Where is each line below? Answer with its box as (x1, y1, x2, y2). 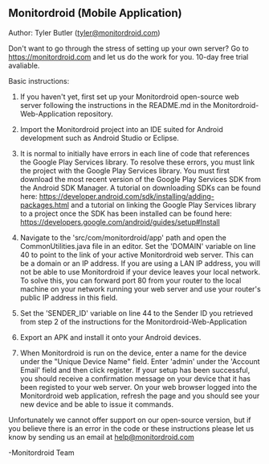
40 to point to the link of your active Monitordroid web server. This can (19, 250, 255, 259)
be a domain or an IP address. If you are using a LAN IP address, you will (19, 258, 261, 268)
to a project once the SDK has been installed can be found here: (19, 209, 232, 218)
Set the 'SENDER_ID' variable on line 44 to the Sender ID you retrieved (19, 308, 253, 317)
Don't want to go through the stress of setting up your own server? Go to (8, 43, 249, 53)
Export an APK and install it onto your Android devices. (19, 332, 202, 342)
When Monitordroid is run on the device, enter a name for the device (19, 348, 247, 358)
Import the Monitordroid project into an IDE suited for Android (19, 124, 223, 134)
